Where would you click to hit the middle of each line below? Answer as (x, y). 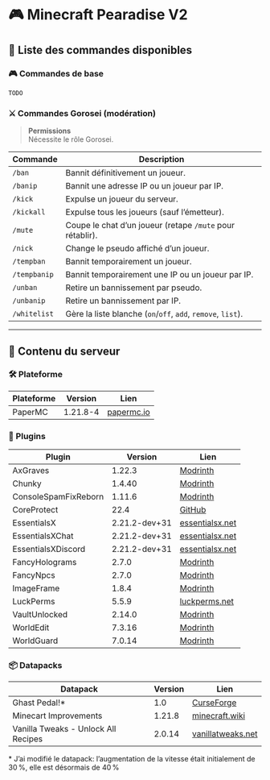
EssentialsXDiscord (49, 550)
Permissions (49, 131)
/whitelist (33, 314)
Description (162, 160)
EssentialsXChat (43, 536)
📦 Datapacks (35, 666)
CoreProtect (35, 510)
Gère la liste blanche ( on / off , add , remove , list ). (154, 314)
